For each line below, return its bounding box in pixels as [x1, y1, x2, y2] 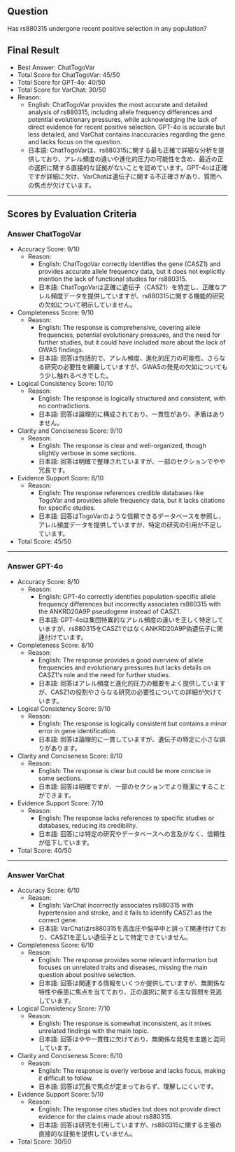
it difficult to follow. [38, 1074, 94, 1082]
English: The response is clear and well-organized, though [38, 441, 206, 450]
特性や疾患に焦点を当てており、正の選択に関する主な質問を [38, 987, 210, 996]
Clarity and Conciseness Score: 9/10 [17, 426, 123, 435]
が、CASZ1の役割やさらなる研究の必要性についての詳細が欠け [38, 688, 217, 696]
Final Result [7, 45, 59, 57]
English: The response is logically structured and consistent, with [38, 394, 226, 403]
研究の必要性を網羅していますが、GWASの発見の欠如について [44, 363, 222, 371]
